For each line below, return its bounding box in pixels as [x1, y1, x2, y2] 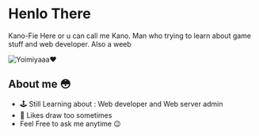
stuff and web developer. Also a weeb [8, 39, 132, 48]
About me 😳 [8, 77, 71, 91]
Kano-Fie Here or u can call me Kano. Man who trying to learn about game [8, 31, 252, 40]
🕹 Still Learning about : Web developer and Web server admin [19, 99, 223, 108]
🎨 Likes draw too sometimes [19, 110, 112, 119]
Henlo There [8, 5, 91, 23]
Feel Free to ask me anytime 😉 [19, 119, 121, 128]
